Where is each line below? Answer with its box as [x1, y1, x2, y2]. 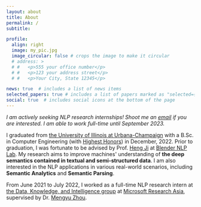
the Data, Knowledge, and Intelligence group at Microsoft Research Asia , [6, 187, 185, 194]
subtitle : [6, 25, 31, 32]
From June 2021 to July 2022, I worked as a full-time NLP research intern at [6, 181, 193, 188]
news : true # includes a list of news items [6, 86, 121, 92]
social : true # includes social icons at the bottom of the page [6, 97, 175, 103]
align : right [11, 42, 44, 48]
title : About [6, 14, 39, 20]
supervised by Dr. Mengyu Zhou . [6, 194, 87, 201]
